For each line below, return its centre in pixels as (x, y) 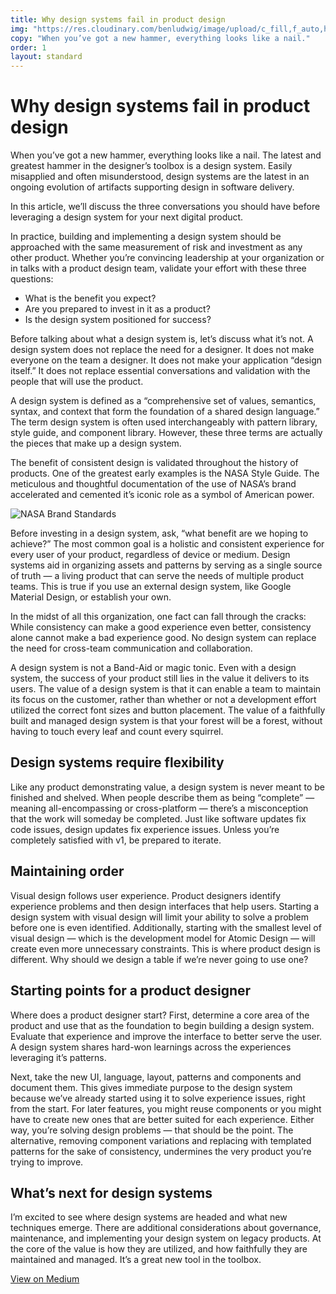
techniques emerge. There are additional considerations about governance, (166, 1228)
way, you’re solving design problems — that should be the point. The (152, 1130)
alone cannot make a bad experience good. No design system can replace (163, 638)
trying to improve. (47, 1162)
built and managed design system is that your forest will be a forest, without (166, 721)
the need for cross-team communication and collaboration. (131, 648)
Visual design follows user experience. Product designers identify (146, 895)
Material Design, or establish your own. (91, 597)
